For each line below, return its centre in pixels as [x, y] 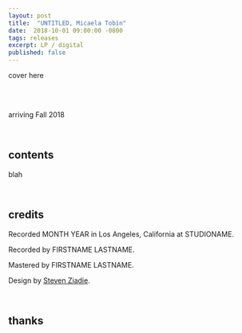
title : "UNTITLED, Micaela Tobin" [67, 23]
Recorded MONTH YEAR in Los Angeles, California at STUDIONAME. [121, 234]
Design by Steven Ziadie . [49, 280]
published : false [37, 53]
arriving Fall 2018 [37, 115]
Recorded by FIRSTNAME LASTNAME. [71, 249]
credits [26, 215]
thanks [26, 321]
